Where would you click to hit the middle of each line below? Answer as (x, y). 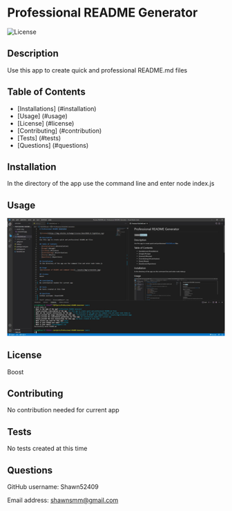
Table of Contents (47, 92)
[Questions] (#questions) (53, 145)
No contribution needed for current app (63, 410)
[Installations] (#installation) (57, 108)
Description (33, 54)
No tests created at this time (47, 449)
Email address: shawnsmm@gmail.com (63, 500)
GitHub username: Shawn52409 (53, 487)
